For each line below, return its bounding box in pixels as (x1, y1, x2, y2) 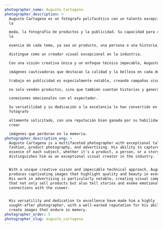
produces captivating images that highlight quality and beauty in (9, 171, 149, 176)
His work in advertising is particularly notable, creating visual (9, 176, 149, 181)
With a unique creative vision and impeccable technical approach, (9, 167, 149, 172)
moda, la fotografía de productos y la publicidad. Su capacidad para (9, 30, 155, 35)
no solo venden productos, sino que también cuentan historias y (9, 87, 145, 92)
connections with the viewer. (9, 185, 70, 190)
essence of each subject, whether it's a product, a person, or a (9, 149, 146, 154)
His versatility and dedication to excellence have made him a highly (9, 198, 155, 203)
